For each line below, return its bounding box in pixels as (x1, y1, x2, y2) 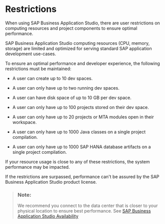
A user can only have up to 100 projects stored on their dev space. (12, 104, 149, 110)
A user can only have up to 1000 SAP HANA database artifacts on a (12, 143, 151, 150)
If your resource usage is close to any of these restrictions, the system (5, 158, 150, 165)
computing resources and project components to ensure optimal (5, 25, 138, 31)
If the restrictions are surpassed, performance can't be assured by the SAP (5, 173, 160, 180)
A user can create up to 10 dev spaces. (12, 75, 93, 81)
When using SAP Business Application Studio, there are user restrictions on (5, 20, 161, 26)
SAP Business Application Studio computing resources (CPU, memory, (5, 40, 150, 46)
